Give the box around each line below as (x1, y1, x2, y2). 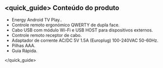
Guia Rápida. (11, 48, 38, 53)
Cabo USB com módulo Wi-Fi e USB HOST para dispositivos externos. (11, 27, 153, 33)
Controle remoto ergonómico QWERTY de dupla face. (11, 22, 120, 28)
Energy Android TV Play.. (11, 17, 62, 22)
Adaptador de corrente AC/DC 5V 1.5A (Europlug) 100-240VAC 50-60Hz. (11, 37, 159, 43)
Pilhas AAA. (11, 42, 36, 48)
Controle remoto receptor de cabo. (11, 32, 82, 38)
